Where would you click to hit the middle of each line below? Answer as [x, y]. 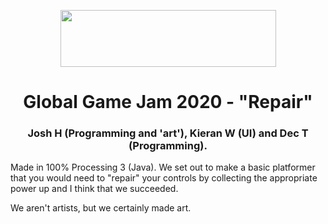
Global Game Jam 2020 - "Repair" [168, 102]
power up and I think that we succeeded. [94, 189]
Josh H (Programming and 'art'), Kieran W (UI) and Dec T [168, 133]
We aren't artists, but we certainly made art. [101, 208]
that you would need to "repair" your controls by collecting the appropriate [164, 178]
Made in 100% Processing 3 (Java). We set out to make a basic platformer [163, 167]
